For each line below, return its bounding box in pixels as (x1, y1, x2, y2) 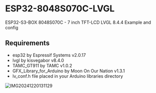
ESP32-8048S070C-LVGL (5, 3, 115, 14)
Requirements (5, 39, 50, 47)
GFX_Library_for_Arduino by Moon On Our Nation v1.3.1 (12, 68, 125, 74)
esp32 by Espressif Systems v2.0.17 (12, 52, 86, 58)
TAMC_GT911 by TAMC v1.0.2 (12, 62, 73, 68)
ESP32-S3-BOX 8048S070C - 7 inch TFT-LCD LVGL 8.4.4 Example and (5, 19, 152, 25)
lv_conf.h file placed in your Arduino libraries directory (12, 73, 123, 79)
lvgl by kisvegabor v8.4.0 (12, 57, 65, 63)
